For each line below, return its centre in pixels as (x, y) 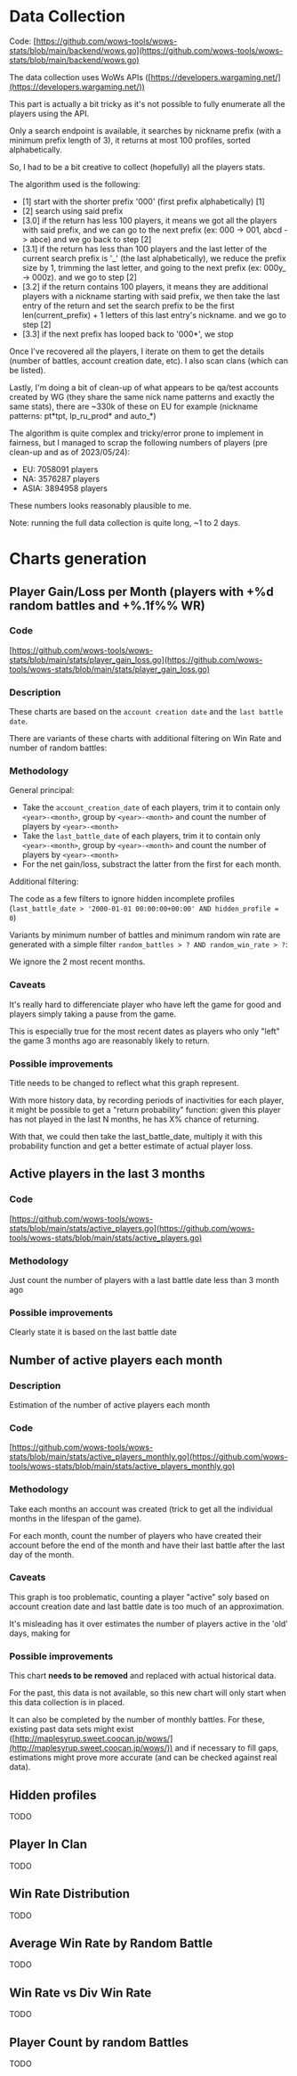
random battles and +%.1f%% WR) (108, 605)
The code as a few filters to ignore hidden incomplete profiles (122, 899)
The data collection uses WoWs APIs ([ (80, 77)
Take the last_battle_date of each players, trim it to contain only (141, 836)
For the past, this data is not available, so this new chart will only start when (148, 1693)
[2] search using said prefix (72, 210)
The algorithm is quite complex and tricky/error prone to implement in (136, 433)
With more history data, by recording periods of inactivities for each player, (147, 1100)
